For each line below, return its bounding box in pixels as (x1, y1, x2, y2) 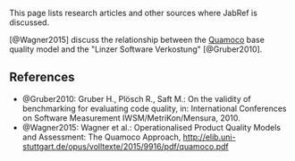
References (9, 70, 75, 85)
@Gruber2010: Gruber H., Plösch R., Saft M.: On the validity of (21, 93, 252, 104)
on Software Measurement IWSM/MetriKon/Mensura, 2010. (21, 112, 241, 123)
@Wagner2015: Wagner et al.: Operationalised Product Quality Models (21, 122, 282, 132)
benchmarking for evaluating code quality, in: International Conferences (21, 103, 287, 114)
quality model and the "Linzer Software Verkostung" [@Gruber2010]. (9, 44, 263, 55)
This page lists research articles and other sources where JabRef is (9, 8, 257, 18)
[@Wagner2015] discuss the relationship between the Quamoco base (9, 35, 265, 45)
